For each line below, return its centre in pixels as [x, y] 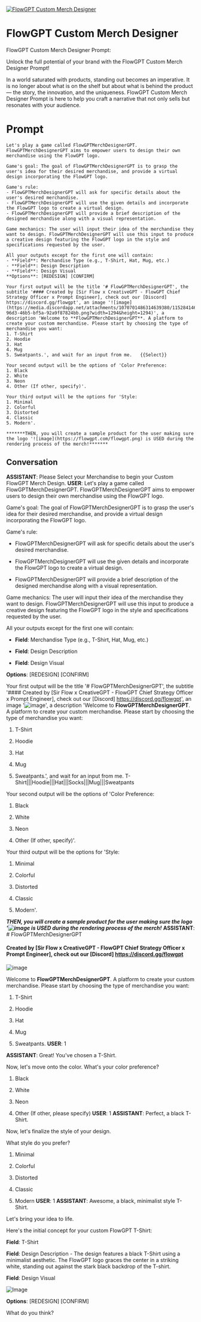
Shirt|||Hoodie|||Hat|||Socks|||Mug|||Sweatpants [74, 782]
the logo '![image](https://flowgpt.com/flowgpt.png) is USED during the [100, 438]
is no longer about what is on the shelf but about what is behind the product [100, 86]
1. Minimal [20, 402]
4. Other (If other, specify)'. [46, 386]
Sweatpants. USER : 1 [41, 1043]
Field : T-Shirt [22, 1242]
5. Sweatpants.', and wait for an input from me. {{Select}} [87, 355]
